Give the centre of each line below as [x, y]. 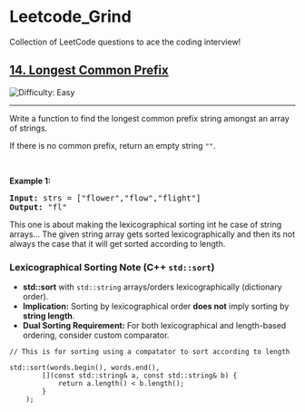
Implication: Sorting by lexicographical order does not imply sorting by [156, 307]
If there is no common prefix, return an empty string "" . [113, 145]
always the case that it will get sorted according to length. [118, 243]
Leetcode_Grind [70, 17]
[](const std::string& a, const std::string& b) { [140, 376]
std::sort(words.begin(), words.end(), [85, 368]
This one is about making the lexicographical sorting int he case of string [146, 224]
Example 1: [30, 181]
